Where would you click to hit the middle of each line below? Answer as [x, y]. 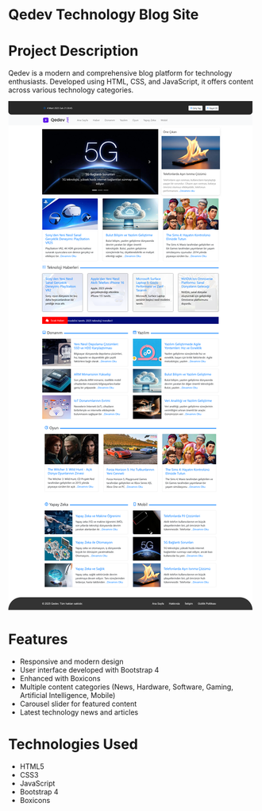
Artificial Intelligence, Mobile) [67, 696]
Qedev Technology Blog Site [104, 15]
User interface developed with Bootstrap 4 [89, 670]
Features [38, 639]
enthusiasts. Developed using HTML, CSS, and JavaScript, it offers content [131, 82]
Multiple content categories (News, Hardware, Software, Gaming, [127, 687]
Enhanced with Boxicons [60, 679]
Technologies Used [73, 745]
